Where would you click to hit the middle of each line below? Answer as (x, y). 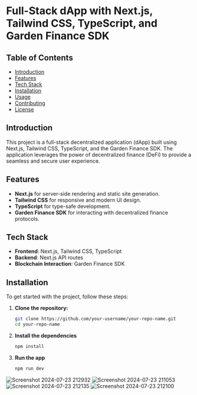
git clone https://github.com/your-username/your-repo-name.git (95, 319)
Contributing (30, 103)
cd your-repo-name (37, 325)
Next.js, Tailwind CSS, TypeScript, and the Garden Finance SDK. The (89, 148)
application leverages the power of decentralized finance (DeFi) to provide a (99, 154)
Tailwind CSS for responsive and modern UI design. (78, 200)
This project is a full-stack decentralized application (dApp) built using (91, 142)
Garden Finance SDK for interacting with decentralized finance (91, 212)
